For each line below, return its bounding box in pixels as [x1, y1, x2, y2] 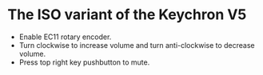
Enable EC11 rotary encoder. [18, 32, 112, 41]
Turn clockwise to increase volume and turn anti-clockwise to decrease [18, 40, 255, 49]
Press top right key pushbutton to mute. [18, 57, 150, 67]
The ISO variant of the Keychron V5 [7, 6, 247, 24]
